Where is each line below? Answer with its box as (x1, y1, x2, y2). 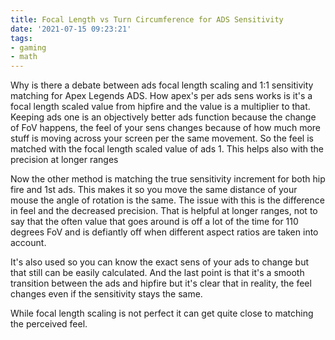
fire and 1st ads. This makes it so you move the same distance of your (10, 184, 298, 196)
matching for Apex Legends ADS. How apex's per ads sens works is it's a (10, 90, 313, 102)
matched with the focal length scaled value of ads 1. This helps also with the (10, 143, 325, 155)
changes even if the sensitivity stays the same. (10, 288, 203, 300)
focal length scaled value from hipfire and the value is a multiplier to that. (10, 101, 311, 113)
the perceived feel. (10, 318, 88, 330)
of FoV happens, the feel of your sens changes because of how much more (10, 122, 322, 134)
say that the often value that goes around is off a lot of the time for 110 (10, 216, 299, 228)
